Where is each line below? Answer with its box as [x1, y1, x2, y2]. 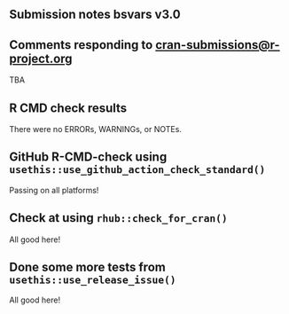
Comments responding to [9, 37, 153, 52]
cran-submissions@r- [154, 37, 281, 52]
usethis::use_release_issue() [9, 274, 176, 287]
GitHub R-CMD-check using [9, 150, 168, 165]
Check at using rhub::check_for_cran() [9, 210, 228, 225]
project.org [9, 51, 73, 66]
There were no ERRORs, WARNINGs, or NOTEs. [9, 124, 182, 135]
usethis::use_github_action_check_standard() [9, 163, 266, 177]
